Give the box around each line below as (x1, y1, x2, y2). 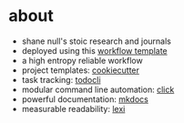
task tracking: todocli (21, 74, 101, 85)
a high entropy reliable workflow (21, 55, 143, 66)
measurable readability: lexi (21, 103, 126, 114)
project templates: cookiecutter (21, 65, 140, 76)
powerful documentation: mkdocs (21, 93, 149, 105)
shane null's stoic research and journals (21, 36, 172, 46)
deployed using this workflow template (21, 45, 168, 56)
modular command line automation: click (21, 84, 175, 95)
